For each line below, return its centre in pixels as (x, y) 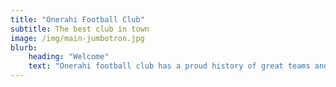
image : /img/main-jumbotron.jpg (77, 38)
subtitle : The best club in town (80, 29)
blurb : (24, 47)
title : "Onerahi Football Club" (77, 19)
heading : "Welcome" (69, 57)
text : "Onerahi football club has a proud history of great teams (169, 66)
